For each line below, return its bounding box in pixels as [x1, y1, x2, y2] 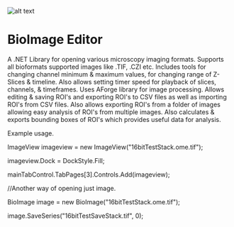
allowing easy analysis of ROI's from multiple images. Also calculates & [7, 107, 215, 116]
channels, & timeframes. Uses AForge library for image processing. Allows [7, 85, 225, 94]
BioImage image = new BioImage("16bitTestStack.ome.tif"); [7, 197, 181, 206]
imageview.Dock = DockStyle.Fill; [7, 156, 105, 165]
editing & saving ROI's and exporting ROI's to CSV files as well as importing [7, 92, 227, 101]
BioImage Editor [7, 32, 103, 48]
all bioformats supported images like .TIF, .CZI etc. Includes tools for [7, 62, 207, 71]
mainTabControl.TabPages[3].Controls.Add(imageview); [7, 170, 170, 179]
